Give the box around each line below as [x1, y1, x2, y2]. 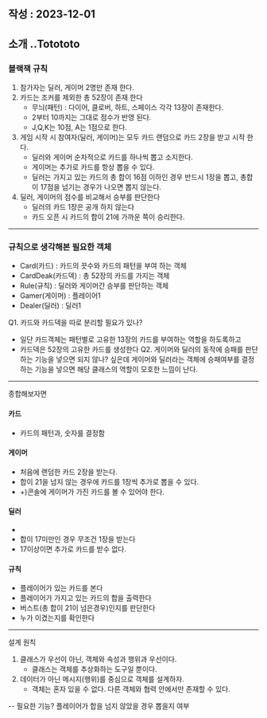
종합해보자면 [8, 389, 48, 398]
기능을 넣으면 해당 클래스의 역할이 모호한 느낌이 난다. [34, 365, 199, 375]
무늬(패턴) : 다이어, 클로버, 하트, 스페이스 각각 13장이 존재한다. [31, 103, 224, 112]
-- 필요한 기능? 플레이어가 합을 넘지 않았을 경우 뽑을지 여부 [8, 701, 190, 711]
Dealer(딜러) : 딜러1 [19, 301, 82, 311]
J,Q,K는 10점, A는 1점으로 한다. [31, 123, 127, 132]
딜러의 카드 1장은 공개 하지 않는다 [31, 202, 135, 212]
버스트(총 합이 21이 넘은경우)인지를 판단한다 [19, 603, 156, 613]
